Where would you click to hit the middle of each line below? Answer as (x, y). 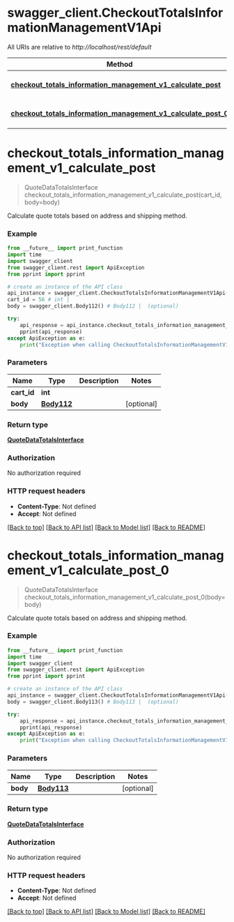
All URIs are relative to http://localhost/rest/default (79, 47)
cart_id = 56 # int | (39, 300)
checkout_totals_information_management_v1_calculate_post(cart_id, (123, 195)
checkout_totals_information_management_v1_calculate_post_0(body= (125, 597)
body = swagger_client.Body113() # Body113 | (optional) (93, 702)
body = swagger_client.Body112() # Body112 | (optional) (93, 306)
